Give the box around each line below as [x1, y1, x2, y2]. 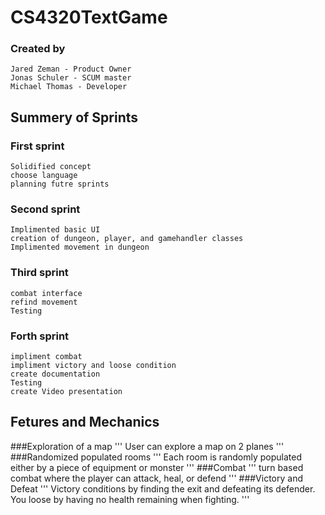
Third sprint [10, 266, 69, 280]
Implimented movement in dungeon [10, 242, 150, 253]
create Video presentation [10, 387, 123, 397]
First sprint [10, 139, 65, 153]
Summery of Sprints [10, 109, 139, 126]
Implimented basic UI [10, 225, 101, 235]
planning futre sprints [10, 179, 110, 190]
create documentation [10, 369, 101, 380]
